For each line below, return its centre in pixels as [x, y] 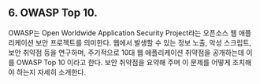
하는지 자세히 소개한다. [51, 72]
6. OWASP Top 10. [53, 13]
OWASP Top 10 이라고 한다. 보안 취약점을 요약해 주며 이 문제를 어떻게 [123, 62]
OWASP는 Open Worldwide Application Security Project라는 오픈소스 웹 [123, 33]
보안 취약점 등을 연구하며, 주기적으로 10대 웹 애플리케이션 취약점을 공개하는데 [126, 52]
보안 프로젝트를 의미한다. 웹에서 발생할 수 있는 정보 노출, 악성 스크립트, [143, 42]
